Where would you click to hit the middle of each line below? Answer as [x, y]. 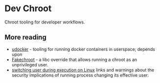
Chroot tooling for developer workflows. [45, 22]
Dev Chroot [28, 9]
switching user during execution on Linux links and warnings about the [83, 70]
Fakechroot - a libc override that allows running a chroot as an [74, 60]
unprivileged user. [30, 64]
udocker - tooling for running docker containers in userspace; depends [83, 49]
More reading [26, 37]
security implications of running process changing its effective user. [80, 75]
